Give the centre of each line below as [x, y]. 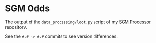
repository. [16, 27]
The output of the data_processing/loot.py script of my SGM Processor [78, 22]
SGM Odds [28, 8]
